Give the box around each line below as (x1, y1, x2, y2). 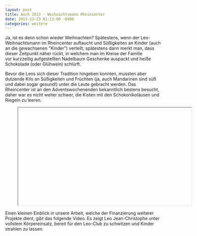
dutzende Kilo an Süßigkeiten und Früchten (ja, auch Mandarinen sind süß (5, 76, 156, 82)
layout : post (5, 7, 32, 12)
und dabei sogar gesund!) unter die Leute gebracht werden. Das (5, 81, 136, 87)
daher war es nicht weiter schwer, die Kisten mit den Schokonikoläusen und (5, 92, 160, 98)
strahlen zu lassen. (5, 226, 44, 232)
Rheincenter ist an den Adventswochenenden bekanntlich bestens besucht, (5, 86, 159, 92)
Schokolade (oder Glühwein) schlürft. (5, 61, 82, 67)
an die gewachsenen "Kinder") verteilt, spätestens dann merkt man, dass (5, 45, 154, 51)
